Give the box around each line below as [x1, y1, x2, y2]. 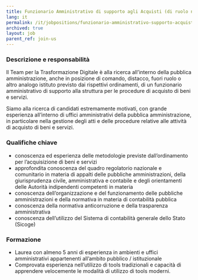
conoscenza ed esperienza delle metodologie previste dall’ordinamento [14, 152, 189, 159]
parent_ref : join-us [6, 36, 57, 42]
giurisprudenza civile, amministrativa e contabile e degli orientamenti [14, 177, 182, 184]
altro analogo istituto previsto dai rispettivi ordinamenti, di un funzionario [6, 81, 182, 88]
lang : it [6, 14, 28, 20]
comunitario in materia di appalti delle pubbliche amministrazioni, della [14, 171, 186, 178]
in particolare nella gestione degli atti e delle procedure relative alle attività [6, 118, 187, 125]
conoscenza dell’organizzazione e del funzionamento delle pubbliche [14, 189, 183, 196]
